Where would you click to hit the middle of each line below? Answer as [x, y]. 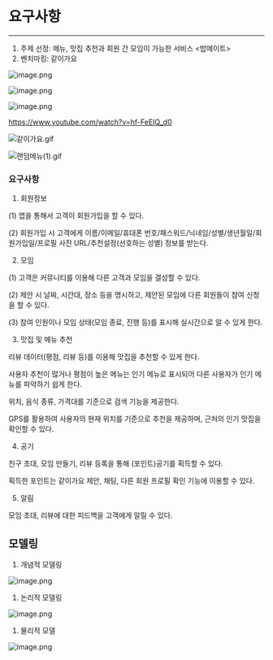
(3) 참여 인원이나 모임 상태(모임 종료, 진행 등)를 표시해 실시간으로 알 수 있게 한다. [136, 323]
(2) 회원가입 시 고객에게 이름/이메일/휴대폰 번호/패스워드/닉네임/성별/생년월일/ [132, 233]
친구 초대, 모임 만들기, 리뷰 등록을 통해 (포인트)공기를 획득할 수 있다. [116, 463]
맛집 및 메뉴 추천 [46, 340]
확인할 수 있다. [31, 429]
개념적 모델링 [41, 565]
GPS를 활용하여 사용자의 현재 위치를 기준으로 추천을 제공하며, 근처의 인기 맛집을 [135, 419]
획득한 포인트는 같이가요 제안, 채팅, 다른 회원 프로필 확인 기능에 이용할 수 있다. [132, 481]
